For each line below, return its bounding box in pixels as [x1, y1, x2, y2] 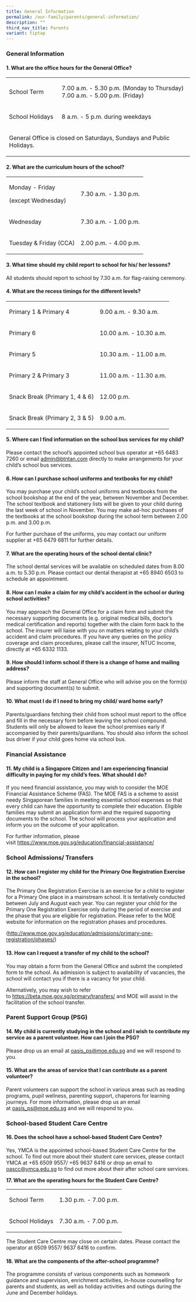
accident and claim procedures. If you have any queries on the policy [6, 633, 172, 640]
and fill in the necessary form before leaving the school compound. [6, 717, 167, 724]
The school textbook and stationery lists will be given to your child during [6, 500, 183, 507]
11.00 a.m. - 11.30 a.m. [99, 371, 166, 380]
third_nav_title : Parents [6, 25, 69, 31]
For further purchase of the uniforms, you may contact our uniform [6, 531, 167, 538]
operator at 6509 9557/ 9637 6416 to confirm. [6, 1244, 117, 1251]
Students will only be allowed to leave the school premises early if [6, 723, 164, 730]
